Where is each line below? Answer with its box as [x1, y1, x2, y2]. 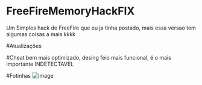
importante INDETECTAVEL [6, 60, 74, 68]
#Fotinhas [6, 72, 31, 79]
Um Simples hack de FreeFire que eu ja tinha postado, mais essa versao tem [6, 24, 196, 31]
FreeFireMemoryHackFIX [6, 4, 135, 18]
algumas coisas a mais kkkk [6, 30, 76, 37]
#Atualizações [6, 42, 42, 49]
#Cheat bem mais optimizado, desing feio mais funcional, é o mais [6, 54, 172, 61]
